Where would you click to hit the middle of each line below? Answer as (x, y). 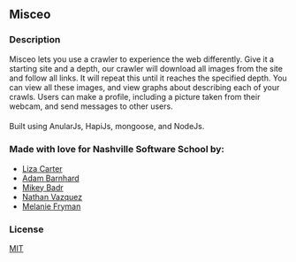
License (27, 229)
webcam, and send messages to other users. (91, 106)
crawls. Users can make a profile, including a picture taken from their (135, 96)
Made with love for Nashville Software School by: (117, 150)
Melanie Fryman (51, 206)
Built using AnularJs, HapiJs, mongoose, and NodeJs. (107, 127)
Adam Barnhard (50, 178)
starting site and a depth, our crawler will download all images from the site (146, 68)
